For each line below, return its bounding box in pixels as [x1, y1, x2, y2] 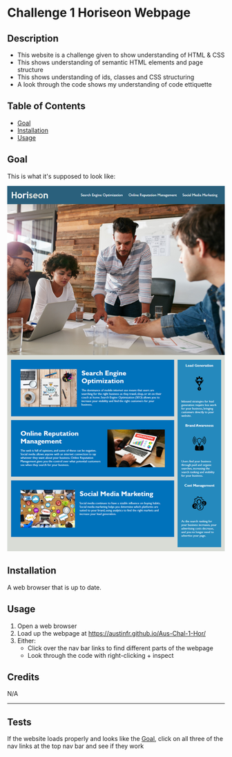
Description [7, 33, 59, 44]
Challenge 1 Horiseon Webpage [7, 5, 191, 21]
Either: [17, 636, 36, 645]
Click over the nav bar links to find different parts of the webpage [27, 643, 214, 652]
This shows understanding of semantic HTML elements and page [17, 58, 204, 67]
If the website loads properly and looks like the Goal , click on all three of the [7, 735, 223, 743]
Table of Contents [7, 101, 86, 112]
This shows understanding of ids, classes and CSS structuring [17, 73, 195, 81]
